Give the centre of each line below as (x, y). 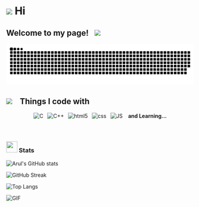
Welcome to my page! (48, 33)
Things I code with (55, 101)
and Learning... (147, 116)
